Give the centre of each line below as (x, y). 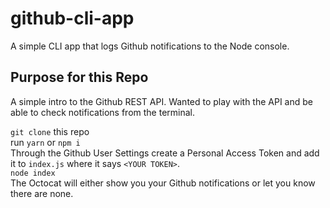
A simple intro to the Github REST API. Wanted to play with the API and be (161, 101)
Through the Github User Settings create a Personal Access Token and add (165, 153)
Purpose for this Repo (79, 77)
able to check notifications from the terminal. (103, 112)
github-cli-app (72, 18)
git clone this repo (50, 131)
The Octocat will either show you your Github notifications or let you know (163, 183)
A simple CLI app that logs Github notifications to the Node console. (150, 46)
